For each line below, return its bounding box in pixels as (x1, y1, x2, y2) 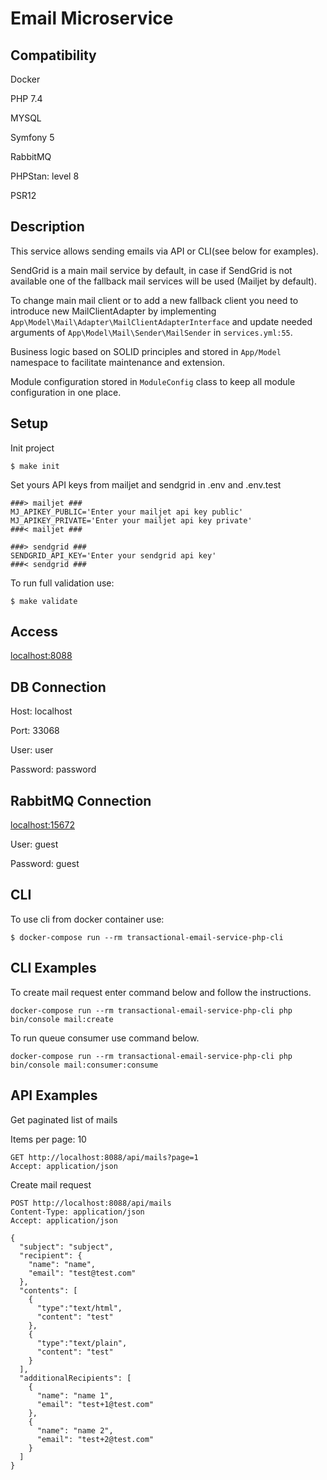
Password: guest (10, 858, 80, 870)
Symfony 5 (10, 132, 55, 143)
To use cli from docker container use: (10, 913, 165, 925)
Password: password (10, 763, 97, 776)
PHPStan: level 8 (10, 170, 80, 182)
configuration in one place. (10, 386, 122, 398)
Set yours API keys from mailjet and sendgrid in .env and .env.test (10, 478, 282, 491)
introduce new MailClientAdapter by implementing (10, 305, 217, 317)
